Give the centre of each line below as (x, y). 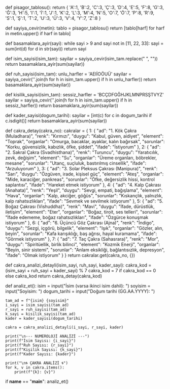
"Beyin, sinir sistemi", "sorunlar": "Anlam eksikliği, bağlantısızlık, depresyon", (85, 250)
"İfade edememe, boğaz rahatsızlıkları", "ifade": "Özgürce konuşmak (77, 217)
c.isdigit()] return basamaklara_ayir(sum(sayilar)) (56, 121)
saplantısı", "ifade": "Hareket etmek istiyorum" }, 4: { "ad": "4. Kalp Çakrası (83, 185)
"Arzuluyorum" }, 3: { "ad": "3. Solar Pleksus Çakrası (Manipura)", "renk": (81, 168)
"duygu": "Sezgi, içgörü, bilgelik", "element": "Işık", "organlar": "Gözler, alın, (84, 228)
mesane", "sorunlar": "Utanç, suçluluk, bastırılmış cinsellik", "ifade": (76, 163)
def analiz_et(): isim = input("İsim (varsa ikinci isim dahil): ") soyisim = (78, 286)
